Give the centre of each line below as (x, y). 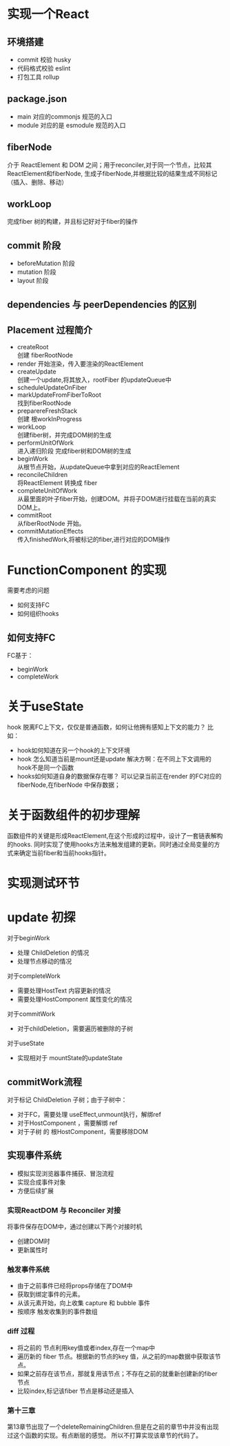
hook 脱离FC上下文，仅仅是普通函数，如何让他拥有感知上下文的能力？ (107, 727)
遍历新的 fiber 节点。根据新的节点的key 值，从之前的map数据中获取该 (116, 1356)
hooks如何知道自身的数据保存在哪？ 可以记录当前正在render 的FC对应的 (119, 776)
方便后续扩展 (35, 1191)
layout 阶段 (33, 281)
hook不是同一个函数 (45, 768)
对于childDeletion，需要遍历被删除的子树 (75, 1028)
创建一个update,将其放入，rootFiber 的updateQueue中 (94, 380)
